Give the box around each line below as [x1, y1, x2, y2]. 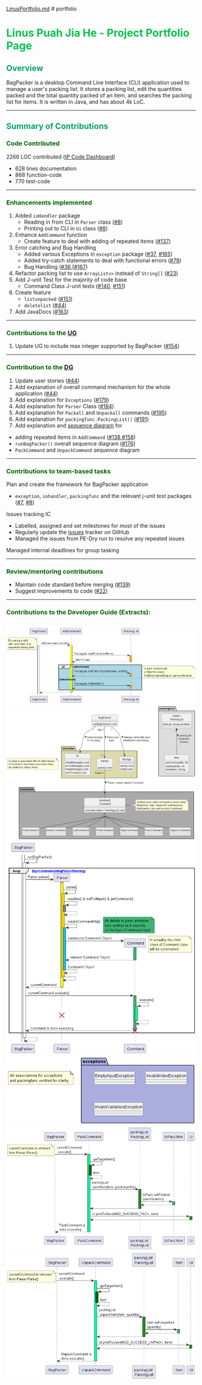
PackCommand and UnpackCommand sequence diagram [14, 446, 140, 453]
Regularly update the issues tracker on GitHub [14, 528, 130, 535]
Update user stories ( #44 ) [14, 377, 80, 384]
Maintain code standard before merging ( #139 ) [14, 581, 131, 588]
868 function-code [14, 171, 62, 178]
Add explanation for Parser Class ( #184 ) [14, 402, 114, 409]
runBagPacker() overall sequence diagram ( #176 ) [14, 440, 136, 447]
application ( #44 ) [14, 390, 58, 397]
